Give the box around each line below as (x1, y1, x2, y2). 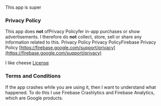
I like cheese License (5, 60, 49, 66)
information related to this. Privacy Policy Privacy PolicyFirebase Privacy (5, 39, 156, 45)
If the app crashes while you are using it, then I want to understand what (5, 84, 156, 90)
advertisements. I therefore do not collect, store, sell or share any (5, 34, 142, 40)
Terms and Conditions (5, 73, 61, 80)
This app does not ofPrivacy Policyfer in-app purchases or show (5, 28, 140, 34)
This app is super (5, 5, 42, 10)
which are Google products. (5, 95, 63, 101)
